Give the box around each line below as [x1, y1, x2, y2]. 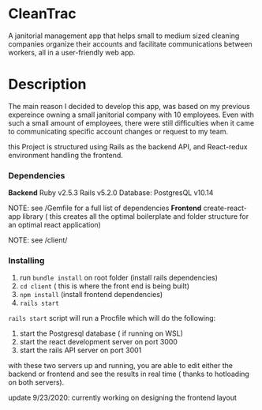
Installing [8, 255, 45, 266]
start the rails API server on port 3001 [19, 345, 142, 355]
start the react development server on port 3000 [19, 337, 178, 347]
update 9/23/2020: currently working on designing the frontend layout [8, 393, 237, 403]
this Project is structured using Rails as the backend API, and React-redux [8, 141, 248, 151]
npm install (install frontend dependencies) [19, 290, 163, 299]
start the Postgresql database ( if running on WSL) [19, 329, 184, 338]
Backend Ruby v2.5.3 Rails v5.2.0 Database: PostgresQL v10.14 [8, 188, 214, 197]
